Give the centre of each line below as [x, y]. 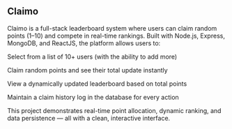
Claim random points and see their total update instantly [88, 70]
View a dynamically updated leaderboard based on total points [97, 84]
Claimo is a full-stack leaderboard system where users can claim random [112, 28]
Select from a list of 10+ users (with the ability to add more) [92, 56]
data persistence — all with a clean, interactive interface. [89, 118]
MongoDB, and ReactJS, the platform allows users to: [84, 43]
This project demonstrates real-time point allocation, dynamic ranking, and [114, 110]
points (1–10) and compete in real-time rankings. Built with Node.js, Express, [116, 36]
